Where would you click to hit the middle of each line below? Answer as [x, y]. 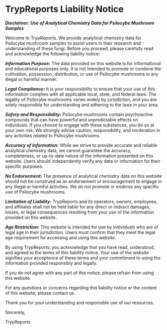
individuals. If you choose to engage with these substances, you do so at [80, 125]
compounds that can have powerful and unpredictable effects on [72, 119]
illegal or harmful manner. [31, 79]
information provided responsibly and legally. [51, 263]
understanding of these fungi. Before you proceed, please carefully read [79, 48]
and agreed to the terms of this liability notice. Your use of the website [77, 252]
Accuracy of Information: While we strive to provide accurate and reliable [81, 145]
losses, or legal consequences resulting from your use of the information [80, 212]
